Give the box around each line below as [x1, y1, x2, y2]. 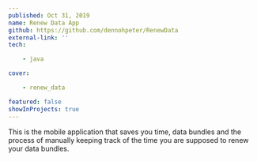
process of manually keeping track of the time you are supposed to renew [8, 135, 249, 144]
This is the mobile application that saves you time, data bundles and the [8, 127, 242, 137]
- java [22, 55, 44, 63]
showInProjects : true [8, 105, 80, 113]
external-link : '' [8, 33, 69, 42]
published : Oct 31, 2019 [8, 11, 90, 20]
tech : [8, 41, 26, 49]
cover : [8, 69, 30, 77]
